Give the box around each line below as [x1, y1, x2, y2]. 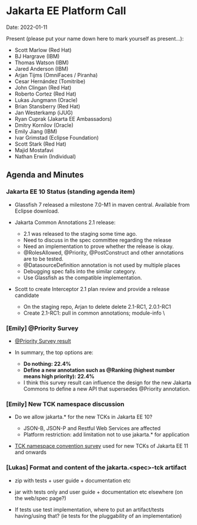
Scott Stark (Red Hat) [14, 140, 66, 147]
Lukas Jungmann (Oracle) [14, 96, 78, 104]
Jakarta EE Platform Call [6, 4, 126, 18]
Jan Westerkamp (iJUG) [14, 109, 74, 116]
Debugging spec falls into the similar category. [23, 268, 136, 275]
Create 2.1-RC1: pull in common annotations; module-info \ [23, 309, 165, 316]
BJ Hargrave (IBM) [14, 52, 60, 60]
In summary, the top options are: [14, 349, 94, 356]
